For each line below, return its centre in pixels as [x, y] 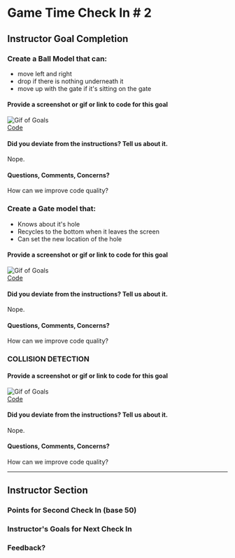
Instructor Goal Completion [68, 39]
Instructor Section [48, 491]
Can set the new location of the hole [70, 238]
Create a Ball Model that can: [57, 59]
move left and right [44, 73]
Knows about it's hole [49, 224]
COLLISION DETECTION [48, 359]
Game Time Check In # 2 [79, 13]
